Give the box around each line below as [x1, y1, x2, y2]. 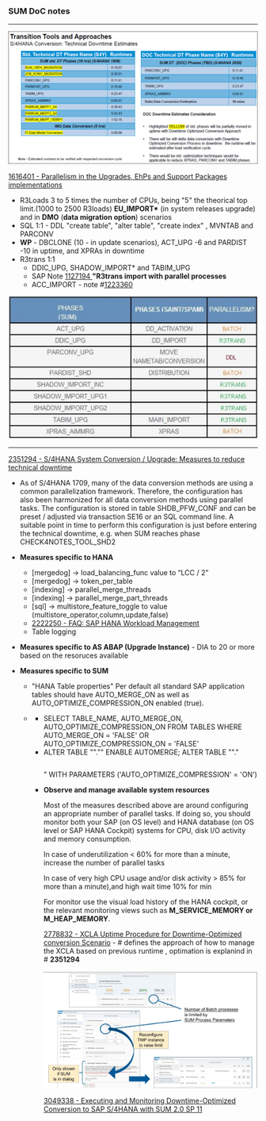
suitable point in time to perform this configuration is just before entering [19, 520, 257, 530]
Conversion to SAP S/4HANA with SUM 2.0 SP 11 [43, 1104, 203, 1114]
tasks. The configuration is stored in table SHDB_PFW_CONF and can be [19, 504, 256, 513]
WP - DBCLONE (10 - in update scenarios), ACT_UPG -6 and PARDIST [19, 238, 248, 248]
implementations [8, 180, 63, 190]
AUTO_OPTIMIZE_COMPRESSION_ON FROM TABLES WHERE [43, 722, 243, 731]
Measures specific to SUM [19, 666, 109, 676]
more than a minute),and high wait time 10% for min [43, 882, 212, 892]
